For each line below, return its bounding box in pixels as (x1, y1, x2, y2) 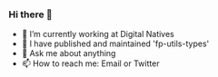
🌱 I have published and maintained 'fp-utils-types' (21, 38, 210, 49)
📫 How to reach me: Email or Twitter (21, 58, 160, 69)
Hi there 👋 (8, 8, 54, 21)
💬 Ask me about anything (21, 48, 116, 59)
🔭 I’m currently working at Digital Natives (21, 29, 174, 40)
